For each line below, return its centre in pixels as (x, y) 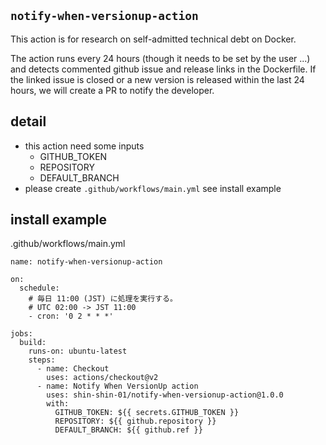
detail (28, 121)
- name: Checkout (73, 369)
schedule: (39, 288)
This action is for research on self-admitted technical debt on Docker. (153, 39)
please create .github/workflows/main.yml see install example (153, 188)
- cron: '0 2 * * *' (71, 316)
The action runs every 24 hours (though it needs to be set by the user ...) (160, 58)
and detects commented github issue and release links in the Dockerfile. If (163, 69)
